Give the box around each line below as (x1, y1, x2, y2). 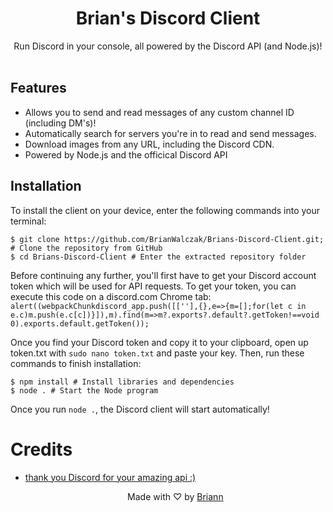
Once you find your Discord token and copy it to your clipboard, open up (10, 336, 309, 348)
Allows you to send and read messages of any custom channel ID (24, 106, 295, 118)
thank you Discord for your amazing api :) (24, 471, 197, 483)
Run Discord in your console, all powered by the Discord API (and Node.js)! (13, 40, 323, 52)
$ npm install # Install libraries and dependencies (10, 377, 235, 387)
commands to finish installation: (10, 357, 142, 369)
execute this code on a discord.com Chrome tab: (10, 290, 212, 302)
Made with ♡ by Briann (127, 490, 224, 502)
